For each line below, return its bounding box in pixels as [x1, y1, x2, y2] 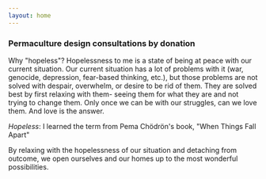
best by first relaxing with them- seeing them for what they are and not [8, 89, 239, 99]
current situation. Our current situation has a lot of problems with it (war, [8, 64, 244, 74]
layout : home [8, 11, 51, 20]
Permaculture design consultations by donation [8, 37, 196, 48]
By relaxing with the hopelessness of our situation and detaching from [8, 145, 237, 154]
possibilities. [8, 162, 49, 171]
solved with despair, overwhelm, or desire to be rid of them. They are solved [8, 81, 257, 90]
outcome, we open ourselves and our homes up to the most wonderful [8, 154, 238, 163]
